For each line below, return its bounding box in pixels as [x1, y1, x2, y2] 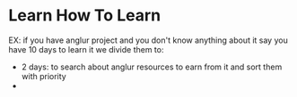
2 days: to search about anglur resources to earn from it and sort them [21, 61, 283, 72]
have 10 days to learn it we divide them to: [8, 44, 164, 54]
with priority [21, 70, 66, 81]
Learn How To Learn [8, 5, 162, 26]
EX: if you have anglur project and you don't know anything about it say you [8, 35, 288, 45]
